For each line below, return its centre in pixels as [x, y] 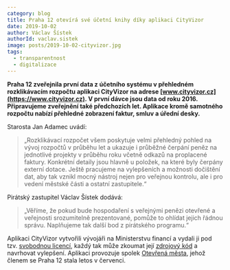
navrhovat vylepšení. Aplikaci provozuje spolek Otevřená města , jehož [106, 253]
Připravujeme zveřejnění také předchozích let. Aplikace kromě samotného [115, 106]
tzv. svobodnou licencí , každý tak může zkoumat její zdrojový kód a [102, 245]
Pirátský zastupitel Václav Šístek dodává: [65, 197]
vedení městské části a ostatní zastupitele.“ [85, 183]
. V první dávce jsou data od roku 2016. [141, 99]
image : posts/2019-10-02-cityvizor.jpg [64, 45]
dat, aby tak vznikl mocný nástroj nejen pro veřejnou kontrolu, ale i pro [123, 177]
